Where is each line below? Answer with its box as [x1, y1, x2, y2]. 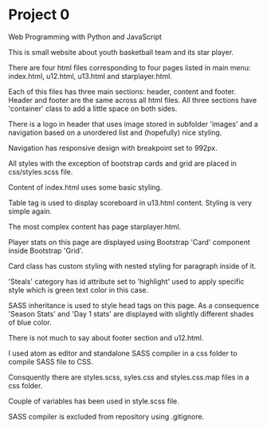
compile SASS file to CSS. [8, 356, 93, 366]
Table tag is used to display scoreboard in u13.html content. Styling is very [8, 198, 253, 207]
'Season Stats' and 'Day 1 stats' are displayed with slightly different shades [8, 309, 254, 318]
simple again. [8, 206, 53, 216]
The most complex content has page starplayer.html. [8, 222, 182, 231]
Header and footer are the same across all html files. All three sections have [8, 95, 257, 104]
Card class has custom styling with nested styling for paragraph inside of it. [8, 261, 257, 270]
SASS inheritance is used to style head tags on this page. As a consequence [8, 301, 260, 310]
